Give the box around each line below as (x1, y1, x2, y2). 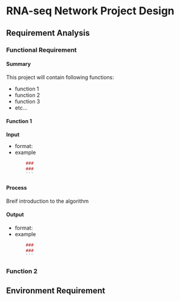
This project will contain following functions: (6, 73, 114, 81)
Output (6, 211, 24, 218)
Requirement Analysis (6, 28, 90, 38)
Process (6, 184, 27, 192)
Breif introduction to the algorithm (6, 197, 89, 205)
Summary (6, 61, 31, 68)
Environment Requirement (6, 286, 106, 296)
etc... (14, 104, 28, 111)
